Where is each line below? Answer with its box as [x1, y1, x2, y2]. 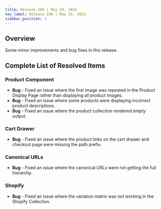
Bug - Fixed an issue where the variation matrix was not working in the [12, 193, 154, 199]
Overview [5, 34, 36, 42]
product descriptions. [12, 103, 55, 108]
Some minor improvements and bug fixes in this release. [5, 47, 118, 53]
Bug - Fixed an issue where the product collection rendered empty [12, 108, 146, 114]
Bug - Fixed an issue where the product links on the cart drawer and [12, 136, 149, 142]
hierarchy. [12, 170, 33, 176]
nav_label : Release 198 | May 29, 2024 [5, 12, 86, 17]
